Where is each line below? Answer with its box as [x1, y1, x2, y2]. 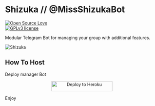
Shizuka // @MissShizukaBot [5, 4, 125, 15]
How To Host [5, 58, 45, 67]
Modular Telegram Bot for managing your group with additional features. [5, 35, 150, 41]
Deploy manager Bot [5, 71, 46, 77]
